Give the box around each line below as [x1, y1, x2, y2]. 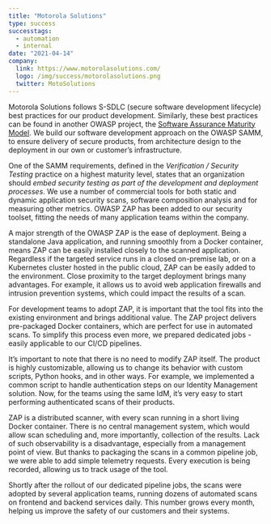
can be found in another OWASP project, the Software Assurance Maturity [8, 119, 256, 129]
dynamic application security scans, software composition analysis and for [8, 195, 258, 205]
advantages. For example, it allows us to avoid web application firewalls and [8, 279, 261, 289]
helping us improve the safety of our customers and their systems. [8, 505, 231, 515]
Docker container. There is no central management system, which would [8, 421, 250, 431]
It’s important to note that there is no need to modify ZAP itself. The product [8, 354, 260, 364]
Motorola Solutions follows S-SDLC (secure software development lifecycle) [8, 102, 261, 112]
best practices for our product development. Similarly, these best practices [8, 110, 259, 120]
